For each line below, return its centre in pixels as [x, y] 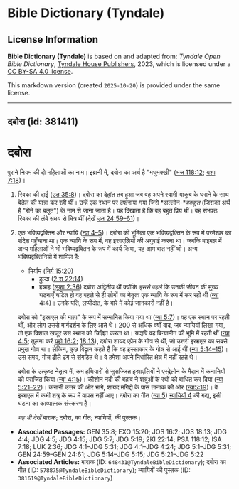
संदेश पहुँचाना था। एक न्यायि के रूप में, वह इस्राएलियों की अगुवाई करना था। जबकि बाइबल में [119, 241]
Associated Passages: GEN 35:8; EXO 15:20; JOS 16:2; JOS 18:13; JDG [122, 432]
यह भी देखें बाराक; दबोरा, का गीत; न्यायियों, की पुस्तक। [79, 418]
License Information [53, 39]
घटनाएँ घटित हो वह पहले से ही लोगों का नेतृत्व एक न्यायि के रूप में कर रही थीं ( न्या [129, 295]
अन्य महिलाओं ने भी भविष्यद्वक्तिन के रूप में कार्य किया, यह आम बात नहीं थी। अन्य [107, 249]
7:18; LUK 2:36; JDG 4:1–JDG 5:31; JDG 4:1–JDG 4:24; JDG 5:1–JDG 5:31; [124, 447]
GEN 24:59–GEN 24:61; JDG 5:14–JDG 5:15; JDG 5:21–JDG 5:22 [111, 455]
